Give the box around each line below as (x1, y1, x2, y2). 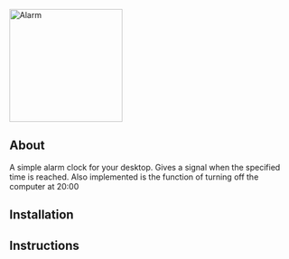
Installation (9, 208, 74, 223)
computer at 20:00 (9, 180, 79, 191)
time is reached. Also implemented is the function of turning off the (9, 171, 259, 182)
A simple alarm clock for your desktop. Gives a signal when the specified (9, 162, 281, 172)
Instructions (9, 237, 79, 253)
